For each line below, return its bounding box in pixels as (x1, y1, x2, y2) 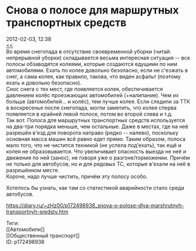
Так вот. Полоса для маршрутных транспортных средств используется (6, 116, 185, 123)
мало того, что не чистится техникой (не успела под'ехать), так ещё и (6, 142, 182, 149)
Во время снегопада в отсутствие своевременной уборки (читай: (6, 48, 171, 55)
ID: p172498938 (6, 238, 45, 245)
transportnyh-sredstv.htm (6, 208, 69, 215)
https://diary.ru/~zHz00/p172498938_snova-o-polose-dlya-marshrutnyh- (6, 202, 184, 209)
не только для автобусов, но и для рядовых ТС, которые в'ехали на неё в (6, 160, 191, 168)
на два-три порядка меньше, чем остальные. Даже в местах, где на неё (6, 123, 189, 130)
